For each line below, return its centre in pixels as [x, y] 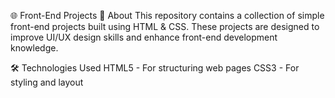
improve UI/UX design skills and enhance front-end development [144, 37]
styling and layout [47, 82]
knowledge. [34, 48]
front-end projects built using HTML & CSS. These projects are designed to [165, 26]
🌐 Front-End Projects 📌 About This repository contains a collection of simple [167, 15]
